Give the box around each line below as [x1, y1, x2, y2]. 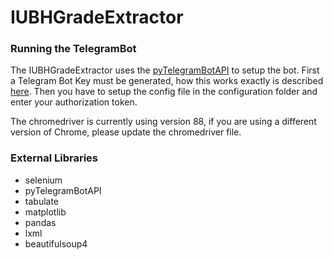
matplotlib [24, 206, 67, 218]
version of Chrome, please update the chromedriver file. [10, 126, 242, 138]
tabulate [24, 195, 60, 207]
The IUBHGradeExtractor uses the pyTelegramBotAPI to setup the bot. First [10, 64, 320, 76]
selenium [24, 174, 63, 186]
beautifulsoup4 [24, 237, 88, 250]
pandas [24, 216, 57, 228]
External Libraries [10, 151, 99, 165]
